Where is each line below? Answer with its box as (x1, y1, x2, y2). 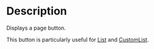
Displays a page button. (6, 24, 66, 31)
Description (6, 4, 67, 18)
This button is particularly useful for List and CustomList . (6, 36, 149, 43)
